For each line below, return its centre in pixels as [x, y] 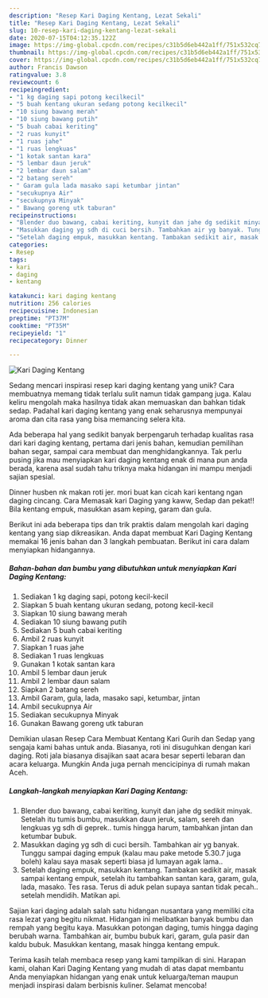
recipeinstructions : [43, 216]
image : [20, 45]
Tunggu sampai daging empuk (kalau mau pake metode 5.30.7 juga [131, 853]
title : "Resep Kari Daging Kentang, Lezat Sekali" [95, 23]
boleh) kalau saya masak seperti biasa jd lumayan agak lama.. [122, 862]
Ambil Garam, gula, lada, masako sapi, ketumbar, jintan [111, 698]
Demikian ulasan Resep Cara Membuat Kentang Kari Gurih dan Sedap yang [132, 739]
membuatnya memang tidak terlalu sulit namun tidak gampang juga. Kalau [130, 394]
